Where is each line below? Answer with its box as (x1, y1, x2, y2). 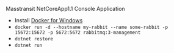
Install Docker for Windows (14, 17, 83, 23)
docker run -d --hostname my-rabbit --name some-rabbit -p (14, 24, 169, 30)
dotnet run (14, 42, 43, 48)
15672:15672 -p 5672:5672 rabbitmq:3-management (14, 30, 141, 36)
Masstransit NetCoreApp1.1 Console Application (5, 5, 126, 12)
